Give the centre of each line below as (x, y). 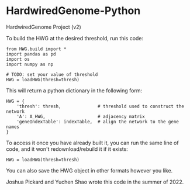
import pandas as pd (31, 54)
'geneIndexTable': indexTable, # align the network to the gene (98, 122)
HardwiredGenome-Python (73, 11)
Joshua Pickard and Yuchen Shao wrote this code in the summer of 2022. (95, 182)
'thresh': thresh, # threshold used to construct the (100, 106)
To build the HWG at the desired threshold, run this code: (75, 38)
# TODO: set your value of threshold (52, 74)
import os (18, 59)
